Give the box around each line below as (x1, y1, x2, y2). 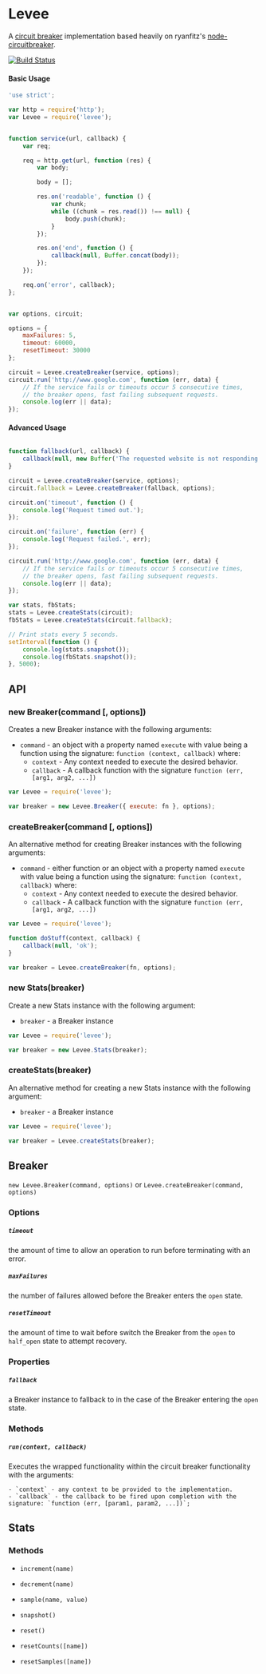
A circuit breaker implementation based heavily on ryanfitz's (8, 31, 206, 41)
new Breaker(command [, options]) (8, 706, 147, 718)
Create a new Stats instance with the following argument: (8, 1000, 196, 1010)
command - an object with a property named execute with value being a (19, 740, 248, 750)
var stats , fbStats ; (8, 601, 77, 610)
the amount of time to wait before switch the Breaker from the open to (8, 1328, 236, 1338)
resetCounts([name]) (19, 1642, 88, 1650)
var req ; (22, 141, 52, 150)
